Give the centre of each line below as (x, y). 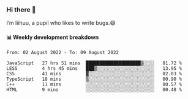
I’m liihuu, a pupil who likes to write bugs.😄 (61, 23)
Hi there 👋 (21, 10)
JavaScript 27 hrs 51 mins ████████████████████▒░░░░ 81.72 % (94, 63)
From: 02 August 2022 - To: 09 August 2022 (63, 52)
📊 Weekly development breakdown (53, 37)
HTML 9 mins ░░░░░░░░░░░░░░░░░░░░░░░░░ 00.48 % (94, 90)
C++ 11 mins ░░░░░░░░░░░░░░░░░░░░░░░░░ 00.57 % (94, 84)
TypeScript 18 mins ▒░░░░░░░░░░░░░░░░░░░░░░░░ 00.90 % (94, 79)
